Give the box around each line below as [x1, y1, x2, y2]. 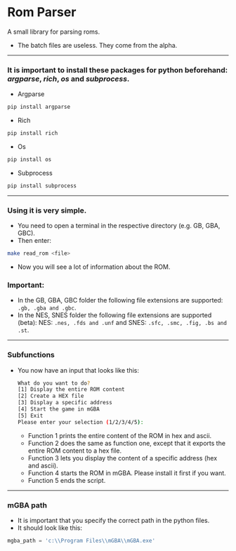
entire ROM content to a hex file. [27, 446, 122, 455]
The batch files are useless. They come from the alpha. [17, 41, 178, 49]
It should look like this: [17, 524, 83, 532]
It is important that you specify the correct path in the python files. [17, 516, 210, 524]
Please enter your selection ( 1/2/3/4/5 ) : [17, 418, 144, 425]
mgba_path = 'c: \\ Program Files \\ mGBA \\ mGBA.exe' [7, 537, 156, 544]
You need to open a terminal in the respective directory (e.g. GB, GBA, [17, 222, 221, 230]
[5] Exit [17, 412, 44, 419]
